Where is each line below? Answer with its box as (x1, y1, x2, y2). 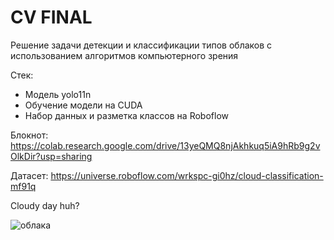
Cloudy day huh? (10, 199, 80, 211)
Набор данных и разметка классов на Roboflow (24, 109, 229, 121)
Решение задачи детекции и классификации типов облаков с (10, 39, 273, 51)
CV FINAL (10, 6, 93, 29)
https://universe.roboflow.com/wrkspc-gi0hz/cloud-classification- (50, 169, 324, 181)
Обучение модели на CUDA (24, 99, 143, 111)
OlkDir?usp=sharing (10, 150, 93, 162)
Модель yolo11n (24, 88, 92, 100)
